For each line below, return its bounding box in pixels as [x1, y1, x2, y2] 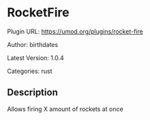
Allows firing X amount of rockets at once [7, 104, 124, 113]
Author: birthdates [7, 40, 59, 48]
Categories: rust [7, 67, 52, 75]
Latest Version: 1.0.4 [7, 53, 65, 62]
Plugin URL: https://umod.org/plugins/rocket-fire [7, 27, 143, 35]
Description [7, 87, 58, 98]
